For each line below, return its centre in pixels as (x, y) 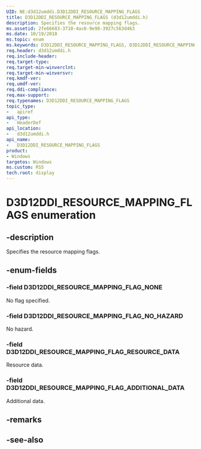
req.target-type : (28, 62)
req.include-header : (32, 56)
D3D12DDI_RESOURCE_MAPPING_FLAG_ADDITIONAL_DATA (95, 388)
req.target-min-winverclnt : (41, 67)
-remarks (24, 419)
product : (17, 151)
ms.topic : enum (25, 39)
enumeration (63, 215)
